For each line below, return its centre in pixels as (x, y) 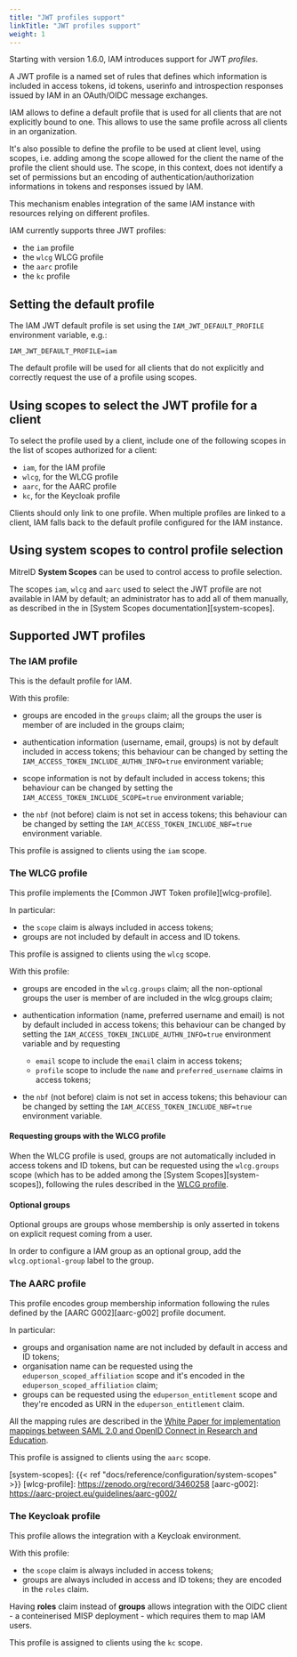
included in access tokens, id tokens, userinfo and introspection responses (146, 86)
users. (21, 1625)
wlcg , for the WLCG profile (70, 477)
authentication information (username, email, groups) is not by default (150, 742)
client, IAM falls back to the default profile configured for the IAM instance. (146, 522)
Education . (29, 1440)
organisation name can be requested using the (108, 1366)
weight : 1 (28, 34)
